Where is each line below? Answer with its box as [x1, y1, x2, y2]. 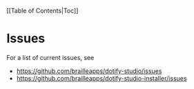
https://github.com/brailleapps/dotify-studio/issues [16, 66, 162, 75]
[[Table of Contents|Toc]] [6, 7, 79, 14]
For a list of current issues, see [6, 53, 95, 61]
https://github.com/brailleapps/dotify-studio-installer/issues [16, 74, 187, 82]
